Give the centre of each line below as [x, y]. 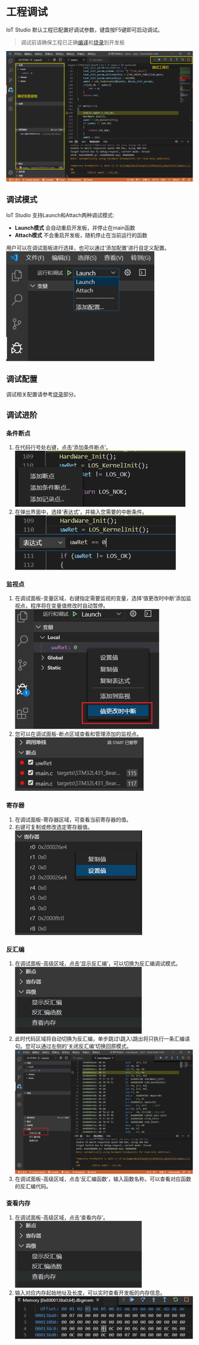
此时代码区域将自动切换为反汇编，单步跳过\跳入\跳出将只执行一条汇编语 [102, 1039]
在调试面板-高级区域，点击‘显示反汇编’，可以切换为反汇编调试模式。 [98, 964]
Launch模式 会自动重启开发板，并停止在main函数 [75, 228]
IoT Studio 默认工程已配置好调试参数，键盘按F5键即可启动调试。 [84, 30]
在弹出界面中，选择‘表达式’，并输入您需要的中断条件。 [81, 512]
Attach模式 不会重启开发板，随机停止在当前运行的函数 [81, 235]
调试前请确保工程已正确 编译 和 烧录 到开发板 [73, 42]
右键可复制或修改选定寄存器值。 [54, 827]
